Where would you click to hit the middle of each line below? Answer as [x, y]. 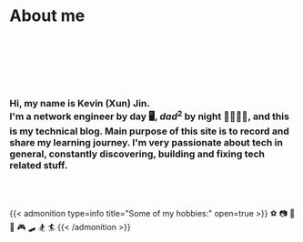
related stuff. [39, 166]
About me [47, 16]
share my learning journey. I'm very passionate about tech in [146, 143]
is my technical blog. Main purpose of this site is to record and [149, 131]
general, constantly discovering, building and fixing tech [137, 154]
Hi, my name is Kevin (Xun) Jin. [80, 103]
